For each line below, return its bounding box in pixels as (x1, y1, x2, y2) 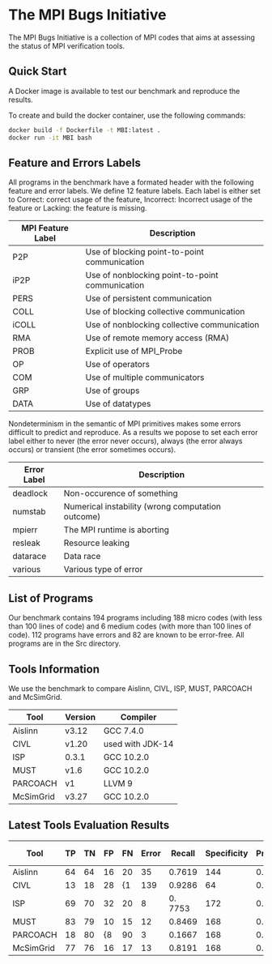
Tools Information (8, 662, 100, 676)
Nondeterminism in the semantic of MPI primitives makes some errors (8, 419, 241, 429)
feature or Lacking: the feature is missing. (8, 203, 147, 213)
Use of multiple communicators (85, 372, 205, 383)
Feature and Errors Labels (8, 156, 142, 169)
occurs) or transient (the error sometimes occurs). (8, 445, 176, 454)
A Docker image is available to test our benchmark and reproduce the (8, 86, 240, 96)
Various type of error (63, 564, 143, 575)
